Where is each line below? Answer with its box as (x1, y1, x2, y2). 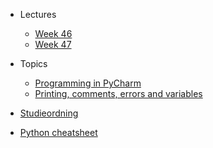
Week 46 (34, 28, 73, 39)
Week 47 (34, 39, 72, 50)
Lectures (19, 9, 57, 20)
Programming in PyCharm (34, 77, 142, 89)
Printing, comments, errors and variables (34, 88, 203, 99)
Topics (19, 58, 48, 69)
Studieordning (19, 107, 79, 119)
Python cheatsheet (19, 127, 98, 138)
